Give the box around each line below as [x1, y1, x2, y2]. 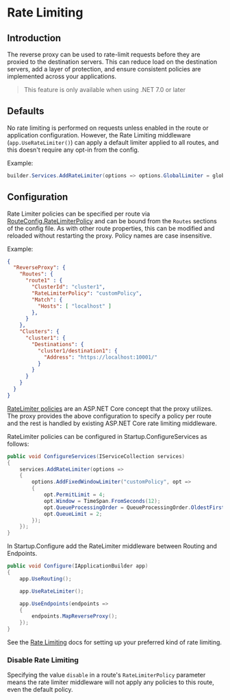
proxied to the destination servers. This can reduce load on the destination [7, 58, 218, 66]
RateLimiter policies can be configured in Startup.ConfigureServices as [7, 432, 207, 440]
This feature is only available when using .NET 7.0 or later [23, 86, 186, 93]
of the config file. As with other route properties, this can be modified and [7, 224, 215, 232]
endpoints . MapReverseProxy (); [31, 613, 118, 620]
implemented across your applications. [7, 72, 116, 80]
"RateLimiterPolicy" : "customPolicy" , [31, 290, 142, 297]
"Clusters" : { [19, 328, 60, 335]
